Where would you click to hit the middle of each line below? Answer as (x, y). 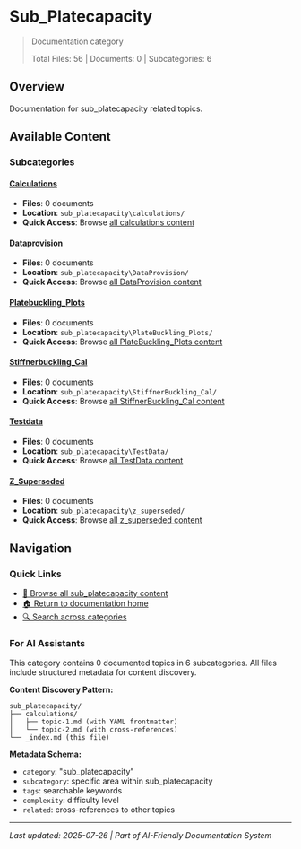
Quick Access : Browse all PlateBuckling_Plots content (122, 342)
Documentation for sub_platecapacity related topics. (106, 108)
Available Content (60, 137)
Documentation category (77, 41)
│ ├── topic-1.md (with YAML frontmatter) (94, 722)
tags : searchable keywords (72, 791)
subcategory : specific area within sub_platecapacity (117, 781)
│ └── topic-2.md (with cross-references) (94, 730)
